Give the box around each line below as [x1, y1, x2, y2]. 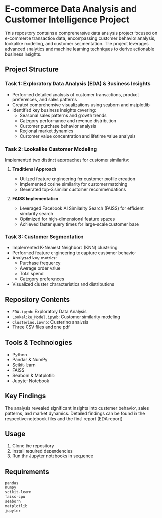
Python [12, 351, 27, 357]
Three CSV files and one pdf [12, 324, 70, 330]
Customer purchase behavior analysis [19, 123, 97, 129]
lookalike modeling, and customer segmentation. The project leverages [5, 40, 149, 46]
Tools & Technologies [5, 338, 72, 347]
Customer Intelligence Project [5, 14, 130, 25]
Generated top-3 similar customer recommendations [19, 186, 126, 192]
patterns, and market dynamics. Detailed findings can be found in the [5, 410, 145, 416]
